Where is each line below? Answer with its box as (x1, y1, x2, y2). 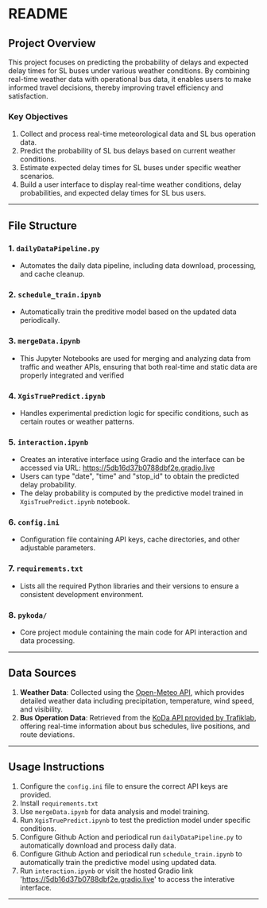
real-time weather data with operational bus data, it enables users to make (8, 75, 252, 83)
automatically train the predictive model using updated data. (19, 857, 217, 867)
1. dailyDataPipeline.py (8, 243, 100, 254)
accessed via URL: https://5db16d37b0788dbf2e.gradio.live (19, 463, 215, 473)
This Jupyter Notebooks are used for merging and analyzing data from (19, 353, 251, 363)
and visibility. (19, 704, 64, 714)
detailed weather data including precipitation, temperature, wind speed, (19, 696, 254, 705)
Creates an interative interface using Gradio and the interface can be (19, 455, 245, 464)
